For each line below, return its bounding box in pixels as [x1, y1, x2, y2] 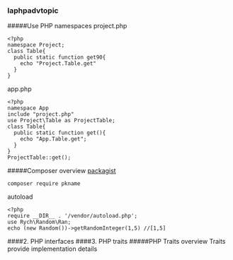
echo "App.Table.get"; [20, 136, 87, 143]
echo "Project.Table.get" [20, 60, 97, 67]
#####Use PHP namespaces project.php [7, 22, 127, 30]
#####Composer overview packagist [7, 167, 116, 175]
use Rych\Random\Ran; [7, 218, 72, 226]
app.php [7, 85, 32, 93]
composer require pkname [7, 180, 81, 187]
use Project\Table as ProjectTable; [7, 117, 115, 124]
